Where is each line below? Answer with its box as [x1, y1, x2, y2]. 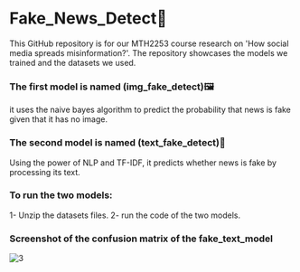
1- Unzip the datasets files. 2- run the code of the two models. [9, 210, 241, 220]
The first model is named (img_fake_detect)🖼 [9, 80, 215, 93]
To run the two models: [9, 189, 113, 202]
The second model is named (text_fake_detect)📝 [9, 136, 226, 149]
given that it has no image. [9, 114, 108, 125]
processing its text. [9, 166, 81, 177]
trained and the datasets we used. [9, 57, 136, 68]
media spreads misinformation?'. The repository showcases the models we [9, 47, 288, 58]
